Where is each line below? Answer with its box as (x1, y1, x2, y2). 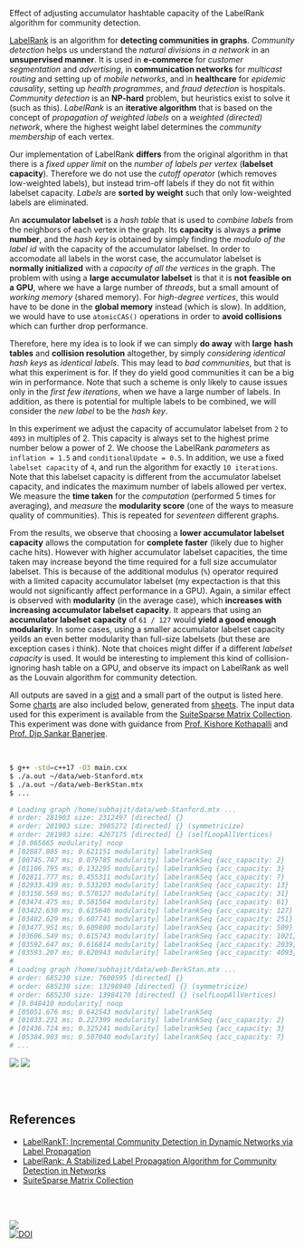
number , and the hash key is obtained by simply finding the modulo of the (9, 234, 286, 244)
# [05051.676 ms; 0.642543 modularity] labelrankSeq (9, 1007, 213, 1017)
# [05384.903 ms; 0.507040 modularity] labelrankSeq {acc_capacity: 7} (9, 1033, 285, 1042)
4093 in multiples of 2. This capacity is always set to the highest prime (9, 433, 270, 444)
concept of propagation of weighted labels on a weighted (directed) (9, 112, 263, 122)
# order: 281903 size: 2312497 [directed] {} (9, 814, 184, 823)
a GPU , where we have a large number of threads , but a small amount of (9, 282, 279, 293)
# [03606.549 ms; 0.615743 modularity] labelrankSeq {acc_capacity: (9, 931, 273, 941)
